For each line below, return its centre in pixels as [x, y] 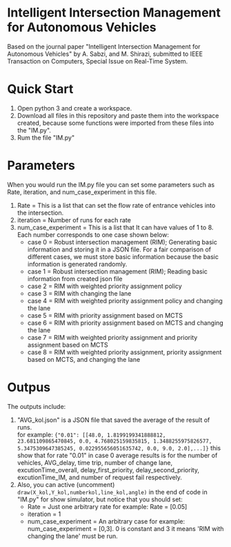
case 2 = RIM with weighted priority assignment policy [105, 286]
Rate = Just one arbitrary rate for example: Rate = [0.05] [107, 506]
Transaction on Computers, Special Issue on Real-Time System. [98, 61]
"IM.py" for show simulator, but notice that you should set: [100, 499]
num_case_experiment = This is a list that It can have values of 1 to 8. [115, 227]
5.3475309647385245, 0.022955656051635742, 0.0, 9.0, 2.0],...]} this [119, 448]
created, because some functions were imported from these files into [115, 123]
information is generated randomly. [77, 264]
